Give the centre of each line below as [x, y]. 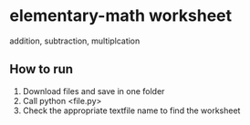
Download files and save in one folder [94, 91]
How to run [42, 69]
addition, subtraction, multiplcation [75, 41]
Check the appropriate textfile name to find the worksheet [131, 111]
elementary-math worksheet [121, 16]
